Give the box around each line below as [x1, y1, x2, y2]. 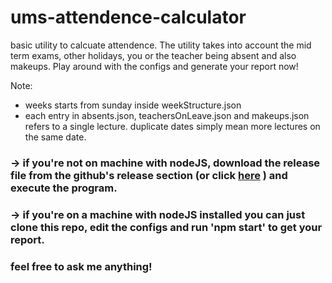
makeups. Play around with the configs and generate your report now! [10, 60, 299, 72]
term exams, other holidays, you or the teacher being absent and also [10, 49, 297, 61]
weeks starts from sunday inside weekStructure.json [24, 99, 242, 111]
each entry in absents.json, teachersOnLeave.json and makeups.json [24, 109, 310, 121]
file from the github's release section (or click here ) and [10, 168, 288, 182]
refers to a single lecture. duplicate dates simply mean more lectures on [24, 120, 321, 132]
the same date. [24, 131, 87, 143]
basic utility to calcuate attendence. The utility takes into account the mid [10, 39, 312, 51]
